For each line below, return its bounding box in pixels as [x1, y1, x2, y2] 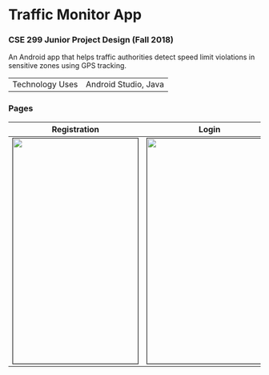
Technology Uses [12, 79, 78, 90]
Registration [51, 123, 100, 135]
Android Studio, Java [85, 79, 164, 90]
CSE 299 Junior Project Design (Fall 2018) [8, 34, 175, 46]
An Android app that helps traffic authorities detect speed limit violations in [8, 52, 255, 62]
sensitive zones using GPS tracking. [8, 61, 126, 71]
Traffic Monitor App [8, 6, 143, 24]
